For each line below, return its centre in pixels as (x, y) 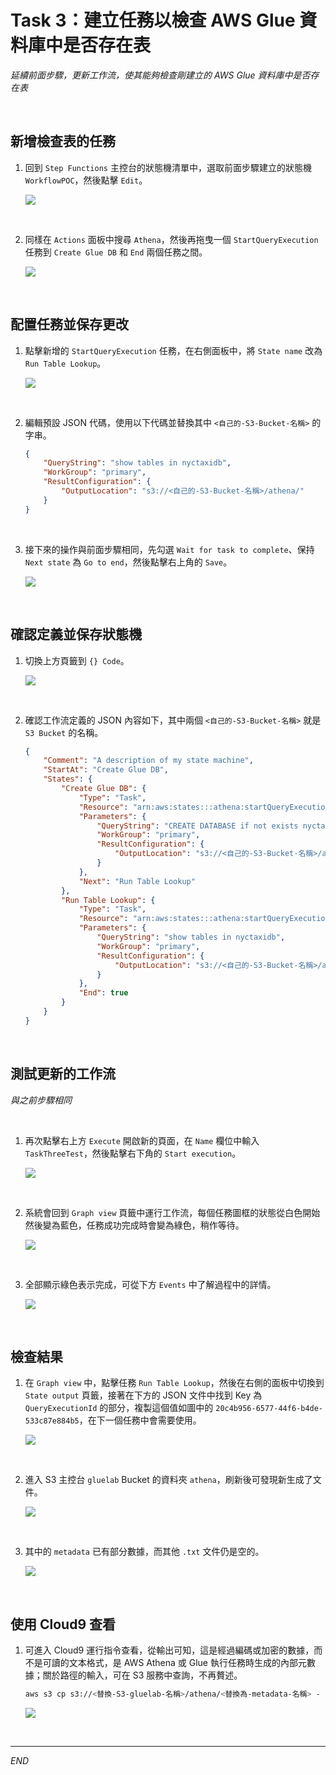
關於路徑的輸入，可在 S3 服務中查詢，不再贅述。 (142, 1675)
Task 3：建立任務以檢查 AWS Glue (153, 20)
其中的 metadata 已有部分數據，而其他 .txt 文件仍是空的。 (144, 1552)
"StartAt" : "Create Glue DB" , (106, 770)
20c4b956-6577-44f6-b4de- (269, 1409)
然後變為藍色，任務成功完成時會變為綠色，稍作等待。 (134, 1225)
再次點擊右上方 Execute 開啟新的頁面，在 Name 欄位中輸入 (142, 1140)
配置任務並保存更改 (69, 324)
